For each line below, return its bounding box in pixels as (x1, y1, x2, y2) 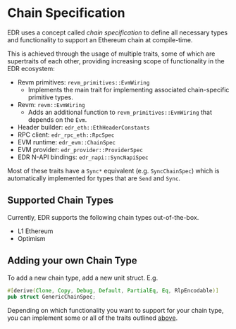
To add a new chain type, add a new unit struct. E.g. (7, 273, 159, 282)
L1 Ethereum (17, 227, 54, 235)
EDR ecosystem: (7, 64, 55, 73)
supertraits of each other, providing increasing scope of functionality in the (7, 56, 225, 65)
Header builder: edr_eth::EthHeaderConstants (17, 123, 150, 131)
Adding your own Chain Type (7, 255, 137, 267)
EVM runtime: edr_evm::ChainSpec (17, 137, 116, 146)
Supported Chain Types (7, 194, 114, 206)
